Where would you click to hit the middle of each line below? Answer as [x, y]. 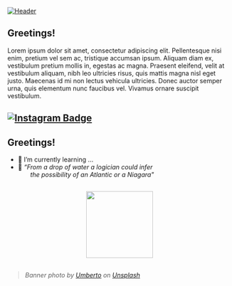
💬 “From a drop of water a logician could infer [85, 167]
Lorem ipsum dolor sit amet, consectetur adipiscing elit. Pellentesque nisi [115, 51]
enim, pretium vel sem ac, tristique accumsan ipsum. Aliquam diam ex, [111, 58]
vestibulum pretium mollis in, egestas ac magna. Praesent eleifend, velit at [116, 65]
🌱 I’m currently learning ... [56, 159]
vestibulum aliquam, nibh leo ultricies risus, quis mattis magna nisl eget [111, 73]
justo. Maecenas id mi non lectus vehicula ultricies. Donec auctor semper [115, 80]
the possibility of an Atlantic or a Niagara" [92, 175]
